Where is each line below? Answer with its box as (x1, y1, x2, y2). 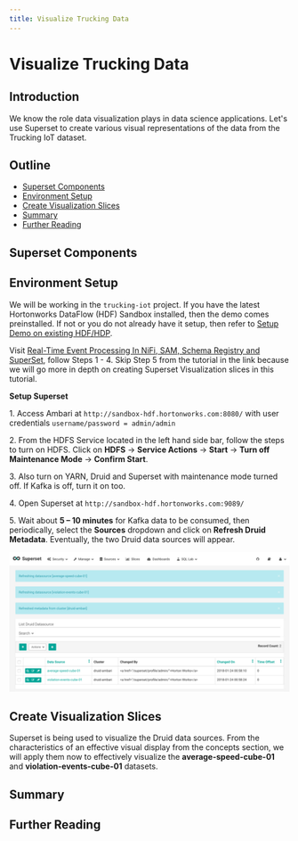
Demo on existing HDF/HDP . (9, 327, 113, 338)
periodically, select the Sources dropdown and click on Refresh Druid (9, 524, 266, 535)
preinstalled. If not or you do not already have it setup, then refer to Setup (9, 317, 279, 329)
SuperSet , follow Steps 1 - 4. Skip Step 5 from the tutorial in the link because (9, 354, 289, 365)
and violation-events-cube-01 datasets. (9, 761, 158, 771)
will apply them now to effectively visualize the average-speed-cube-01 (9, 752, 276, 763)
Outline (9, 158, 51, 173)
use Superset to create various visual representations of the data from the (9, 122, 280, 133)
